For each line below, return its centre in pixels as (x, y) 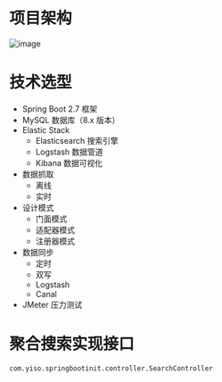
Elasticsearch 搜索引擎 (77, 140)
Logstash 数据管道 (69, 152)
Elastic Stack (45, 129)
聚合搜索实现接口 (72, 344)
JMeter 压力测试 (52, 304)
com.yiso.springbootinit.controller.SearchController (111, 368)
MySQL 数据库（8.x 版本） (71, 120)
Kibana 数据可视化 (69, 162)
